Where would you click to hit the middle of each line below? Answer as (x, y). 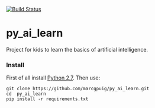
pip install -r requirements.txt (47, 99)
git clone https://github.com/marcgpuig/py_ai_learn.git (78, 89)
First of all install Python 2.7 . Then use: (53, 78)
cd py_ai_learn (26, 94)
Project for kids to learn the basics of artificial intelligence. (77, 49)
